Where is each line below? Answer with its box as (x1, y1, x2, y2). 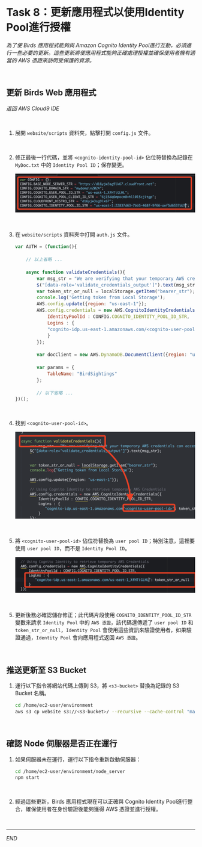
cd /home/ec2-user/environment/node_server (14, 768, 126, 774)
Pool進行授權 (6, 20, 71, 34)
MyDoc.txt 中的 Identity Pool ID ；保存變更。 (14, 161, 128, 169)
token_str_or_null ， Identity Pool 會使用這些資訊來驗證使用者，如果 (14, 627, 187, 634)
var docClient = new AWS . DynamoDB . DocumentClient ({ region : (37, 352, 188, 358)
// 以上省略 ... (26, 256, 63, 262)
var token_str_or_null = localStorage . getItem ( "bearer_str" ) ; (37, 288, 195, 294)
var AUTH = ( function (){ (14, 244, 77, 250)
